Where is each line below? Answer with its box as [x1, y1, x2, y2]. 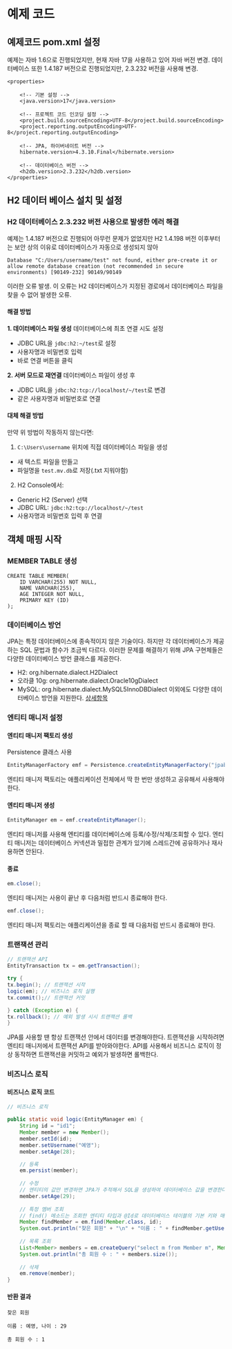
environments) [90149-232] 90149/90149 [7, 269, 122, 275]
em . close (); [7, 880, 41, 887]
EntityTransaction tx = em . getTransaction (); [7, 963, 140, 970]
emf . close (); [7, 907, 45, 914]
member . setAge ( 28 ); [19, 1148, 76, 1155]
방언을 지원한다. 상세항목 [41, 694, 108, 703]
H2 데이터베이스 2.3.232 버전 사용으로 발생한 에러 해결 [7, 217, 180, 227]
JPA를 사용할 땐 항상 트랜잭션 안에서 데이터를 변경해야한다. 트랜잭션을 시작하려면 [7, 1033, 224, 1042]
